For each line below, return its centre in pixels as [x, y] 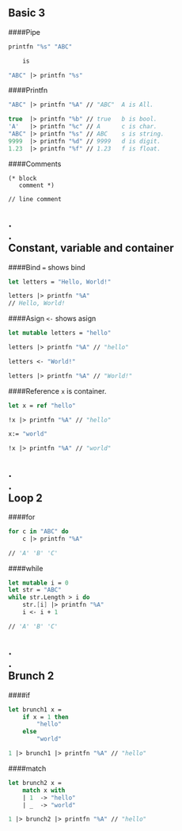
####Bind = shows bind [47, 267]
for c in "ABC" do [38, 531]
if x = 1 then [45, 717]
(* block [23, 178]
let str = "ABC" [35, 590]
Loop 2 [26, 498]
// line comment [35, 199]
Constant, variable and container [91, 248]
